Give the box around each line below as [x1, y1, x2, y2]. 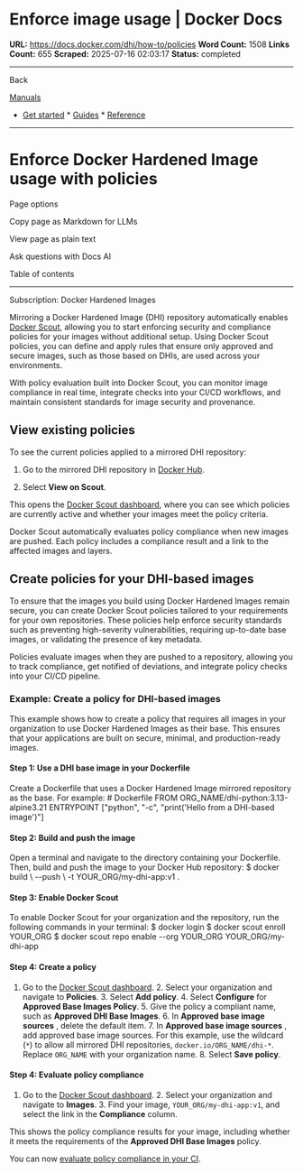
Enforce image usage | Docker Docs [9, 9, 283, 30]
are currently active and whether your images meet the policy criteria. [9, 508, 269, 519]
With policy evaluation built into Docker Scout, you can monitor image [9, 377, 269, 388]
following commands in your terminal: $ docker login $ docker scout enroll [9, 921, 286, 933]
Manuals [9, 91, 41, 103]
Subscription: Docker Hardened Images [9, 294, 156, 305]
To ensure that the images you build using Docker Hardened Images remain [9, 596, 290, 606]
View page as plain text [9, 233, 96, 244]
